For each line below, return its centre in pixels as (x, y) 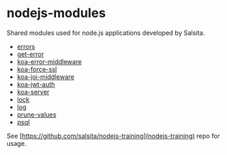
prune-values (37, 114)
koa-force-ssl (37, 69)
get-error (30, 54)
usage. (17, 143)
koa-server (33, 92)
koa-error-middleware (49, 61)
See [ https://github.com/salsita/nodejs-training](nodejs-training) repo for (113, 136)
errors (26, 46)
